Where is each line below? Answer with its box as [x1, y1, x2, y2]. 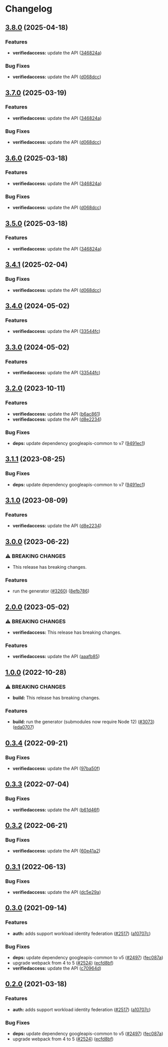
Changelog [5, 3, 52, 15]
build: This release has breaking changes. [12, 694, 100, 701]
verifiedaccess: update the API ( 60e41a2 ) [12, 848, 101, 854]
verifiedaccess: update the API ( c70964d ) [12, 965, 102, 971]
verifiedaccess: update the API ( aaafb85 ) [12, 654, 100, 660]
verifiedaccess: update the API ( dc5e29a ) [12, 889, 101, 895]
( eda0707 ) [12, 724, 34, 730]
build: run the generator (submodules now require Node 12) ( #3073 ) [12, 719, 155, 725]
